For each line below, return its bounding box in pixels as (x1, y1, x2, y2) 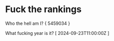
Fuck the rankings (5, 4, 82, 15)
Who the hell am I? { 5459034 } (5, 20, 70, 26)
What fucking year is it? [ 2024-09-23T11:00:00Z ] (5, 30, 109, 36)
